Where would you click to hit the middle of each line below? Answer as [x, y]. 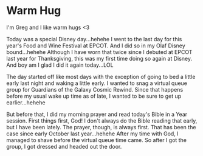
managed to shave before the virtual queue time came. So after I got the [97, 140]
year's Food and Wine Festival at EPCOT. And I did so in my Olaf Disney [96, 46]
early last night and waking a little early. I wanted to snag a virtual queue [97, 83]
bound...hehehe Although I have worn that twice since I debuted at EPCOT [99, 52]
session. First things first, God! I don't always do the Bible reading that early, [102, 120]
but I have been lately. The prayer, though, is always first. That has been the [101, 127]
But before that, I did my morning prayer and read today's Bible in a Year [97, 114]
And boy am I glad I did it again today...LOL [60, 65]
